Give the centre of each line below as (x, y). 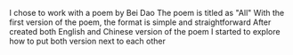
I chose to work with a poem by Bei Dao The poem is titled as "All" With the (147, 13)
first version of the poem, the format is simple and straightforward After (140, 22)
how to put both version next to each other (88, 41)
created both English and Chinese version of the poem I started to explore (145, 31)
